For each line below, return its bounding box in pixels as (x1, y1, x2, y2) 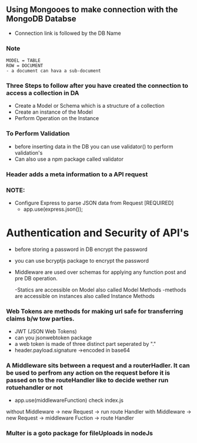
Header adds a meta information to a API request (6, 170, 148, 178)
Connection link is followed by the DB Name (14, 29, 122, 37)
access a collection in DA (6, 89, 79, 97)
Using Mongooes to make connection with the (6, 5, 178, 15)
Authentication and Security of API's (6, 226, 189, 240)
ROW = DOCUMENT (6, 63, 44, 69)
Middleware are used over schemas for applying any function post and (14, 268, 186, 276)
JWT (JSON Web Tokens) (14, 328, 78, 335)
